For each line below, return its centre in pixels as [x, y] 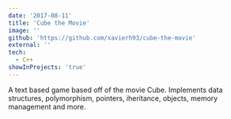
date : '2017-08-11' [40, 15]
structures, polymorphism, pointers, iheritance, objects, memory [113, 98]
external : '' [30, 45]
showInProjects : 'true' [47, 67]
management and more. [47, 106]
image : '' [25, 30]
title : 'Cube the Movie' [49, 23]
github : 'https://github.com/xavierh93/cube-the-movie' [102, 38]
